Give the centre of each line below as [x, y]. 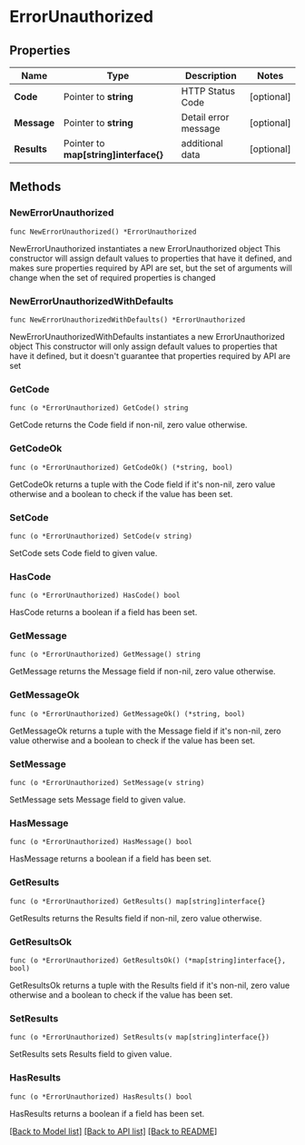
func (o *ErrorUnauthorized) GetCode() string [99, 408]
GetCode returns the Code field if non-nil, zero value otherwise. [128, 425]
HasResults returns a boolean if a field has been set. [107, 1113]
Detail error [205, 117]
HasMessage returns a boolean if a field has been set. [110, 859]
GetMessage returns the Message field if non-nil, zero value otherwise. [143, 672]
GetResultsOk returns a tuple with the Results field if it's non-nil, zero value [150, 985]
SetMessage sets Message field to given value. [98, 800]
